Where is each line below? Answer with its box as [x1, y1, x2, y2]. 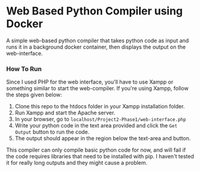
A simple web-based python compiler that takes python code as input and [6, 37, 189, 44]
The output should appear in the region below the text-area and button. [14, 135, 191, 142]
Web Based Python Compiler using [6, 4, 183, 18]
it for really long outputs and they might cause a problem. [6, 159, 148, 167]
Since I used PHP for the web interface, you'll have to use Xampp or [6, 78, 174, 85]
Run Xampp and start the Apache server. [14, 109, 116, 117]
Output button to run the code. [14, 128, 90, 136]
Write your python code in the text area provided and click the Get [14, 122, 178, 129]
